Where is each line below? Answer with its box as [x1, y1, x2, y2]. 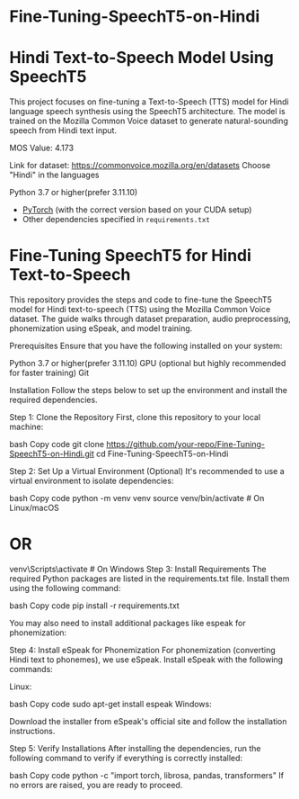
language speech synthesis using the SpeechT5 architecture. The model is [9, 106, 286, 117]
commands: [9, 664, 54, 674]
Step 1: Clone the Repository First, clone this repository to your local [9, 412, 261, 423]
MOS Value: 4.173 [9, 142, 75, 154]
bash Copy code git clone [9, 439, 105, 450]
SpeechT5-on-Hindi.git [9, 448, 94, 460]
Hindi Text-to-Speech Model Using [9, 48, 274, 68]
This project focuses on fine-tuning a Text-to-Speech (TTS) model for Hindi [9, 96, 289, 107]
